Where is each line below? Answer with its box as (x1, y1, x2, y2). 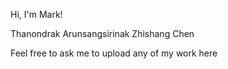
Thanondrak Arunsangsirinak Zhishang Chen (10, 28, 195, 39)
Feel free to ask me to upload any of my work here (10, 47, 218, 59)
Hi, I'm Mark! (10, 9, 63, 20)
